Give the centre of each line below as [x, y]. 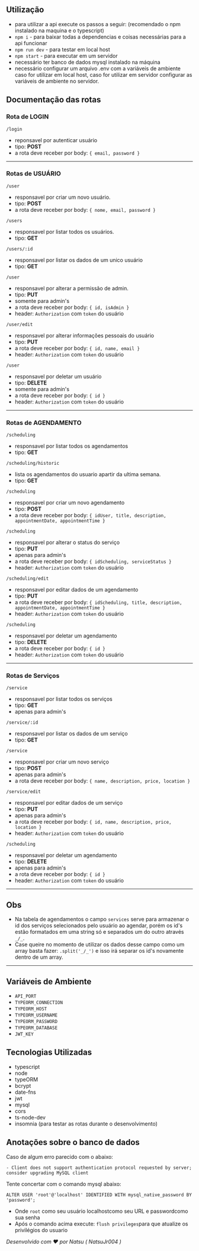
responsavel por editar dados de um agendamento [76, 590]
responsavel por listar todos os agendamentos [71, 446]
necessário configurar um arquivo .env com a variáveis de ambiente [97, 68]
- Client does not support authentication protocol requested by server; [99, 1168]
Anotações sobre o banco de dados [73, 1142]
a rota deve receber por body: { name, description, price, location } [102, 781]
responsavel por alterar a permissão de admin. [72, 288]
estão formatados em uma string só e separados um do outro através [99, 932]
